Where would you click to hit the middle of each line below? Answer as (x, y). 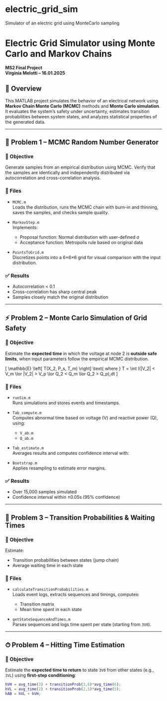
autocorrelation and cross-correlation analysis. (53, 178)
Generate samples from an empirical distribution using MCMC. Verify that (80, 167)
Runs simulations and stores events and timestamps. (66, 402)
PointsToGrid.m (28, 252)
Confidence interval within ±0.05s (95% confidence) (66, 497)
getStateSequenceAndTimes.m (41, 620)
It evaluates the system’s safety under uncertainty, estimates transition (78, 111)
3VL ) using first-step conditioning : (41, 675)
